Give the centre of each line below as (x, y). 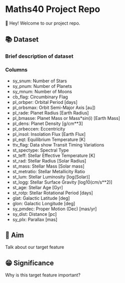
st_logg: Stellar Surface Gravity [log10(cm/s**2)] (62, 182)
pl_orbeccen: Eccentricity (39, 128)
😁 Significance (29, 263)
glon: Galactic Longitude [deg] (44, 203)
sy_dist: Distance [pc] (34, 214)
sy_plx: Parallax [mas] (35, 219)
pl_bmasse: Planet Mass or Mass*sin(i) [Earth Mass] (66, 118)
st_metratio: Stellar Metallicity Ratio (49, 171)
